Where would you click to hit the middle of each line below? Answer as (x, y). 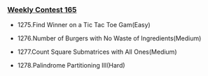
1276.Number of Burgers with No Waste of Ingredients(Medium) (109, 38)
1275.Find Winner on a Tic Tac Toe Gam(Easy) (84, 25)
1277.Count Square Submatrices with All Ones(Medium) (97, 52)
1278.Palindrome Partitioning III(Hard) (71, 66)
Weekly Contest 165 (42, 10)
